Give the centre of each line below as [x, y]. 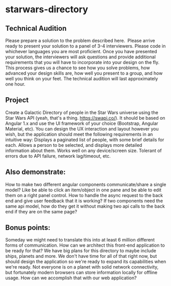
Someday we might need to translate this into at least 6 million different [80, 240]
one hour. [15, 84]
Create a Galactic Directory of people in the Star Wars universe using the [82, 112]
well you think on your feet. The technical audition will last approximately [82, 79]
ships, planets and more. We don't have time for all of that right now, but [81, 256]
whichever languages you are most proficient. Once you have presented [81, 51]
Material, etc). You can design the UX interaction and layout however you [82, 128]
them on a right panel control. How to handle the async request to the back [84, 195]
